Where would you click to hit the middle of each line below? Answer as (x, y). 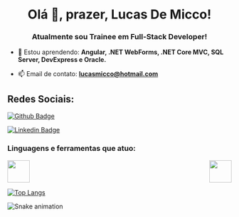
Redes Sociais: (41, 99)
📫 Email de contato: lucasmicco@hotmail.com (88, 74)
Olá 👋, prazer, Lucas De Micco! (119, 15)
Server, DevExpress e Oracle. (62, 60)
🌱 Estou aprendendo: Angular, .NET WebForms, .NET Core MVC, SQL (121, 52)
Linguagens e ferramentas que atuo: (72, 149)
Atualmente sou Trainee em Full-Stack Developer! (119, 37)
